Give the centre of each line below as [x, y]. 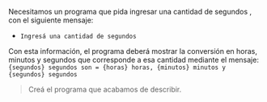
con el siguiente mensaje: [51, 20]
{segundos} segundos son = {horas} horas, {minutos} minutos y [117, 67]
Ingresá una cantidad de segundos [78, 36]
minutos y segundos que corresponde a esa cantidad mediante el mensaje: [133, 60]
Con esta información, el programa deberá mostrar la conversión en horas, [133, 51]
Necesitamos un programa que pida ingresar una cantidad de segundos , [130, 12]
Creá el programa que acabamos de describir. [105, 89]
